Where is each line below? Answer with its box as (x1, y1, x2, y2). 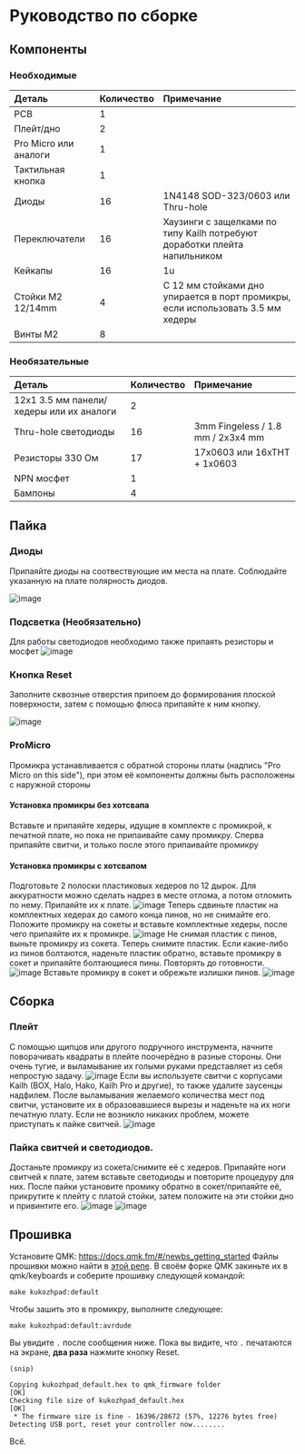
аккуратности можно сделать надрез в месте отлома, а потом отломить (9, 890, 292, 901)
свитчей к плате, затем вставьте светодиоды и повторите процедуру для (9, 1172, 295, 1182)
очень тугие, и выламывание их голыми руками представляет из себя (9, 1060, 283, 1072)
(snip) (9, 1364, 34, 1373)
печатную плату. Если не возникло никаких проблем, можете (9, 1109, 250, 1120)
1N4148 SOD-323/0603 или (162, 189, 290, 202)
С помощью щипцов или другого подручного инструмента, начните (9, 1041, 274, 1052)
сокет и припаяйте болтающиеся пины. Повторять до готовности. (9, 957, 265, 968)
